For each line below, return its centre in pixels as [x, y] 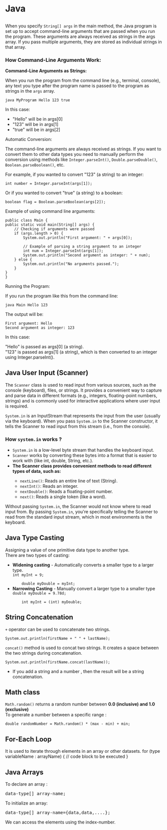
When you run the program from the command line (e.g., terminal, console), [83, 80]
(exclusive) [17, 709]
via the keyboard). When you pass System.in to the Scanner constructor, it [82, 421]
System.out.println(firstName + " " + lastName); [58, 638]
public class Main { [27, 220]
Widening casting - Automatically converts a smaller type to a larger [83, 565]
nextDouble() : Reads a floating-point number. [66, 491]
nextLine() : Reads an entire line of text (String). [69, 481]
